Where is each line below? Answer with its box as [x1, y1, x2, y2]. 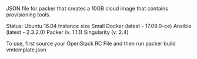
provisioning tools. [6, 11, 51, 18]
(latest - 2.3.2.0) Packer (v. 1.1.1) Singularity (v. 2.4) [6, 29, 129, 36]
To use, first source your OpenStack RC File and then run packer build [6, 40, 176, 47]
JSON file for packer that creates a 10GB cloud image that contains [6, 5, 169, 12]
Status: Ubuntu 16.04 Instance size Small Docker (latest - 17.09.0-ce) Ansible [6, 23, 192, 29]
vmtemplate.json [6, 46, 46, 53]
